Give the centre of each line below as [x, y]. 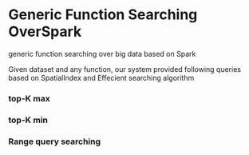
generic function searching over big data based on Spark [102, 54]
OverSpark [45, 32]
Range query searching [55, 141]
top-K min [28, 120]
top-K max [29, 98]
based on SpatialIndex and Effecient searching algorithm [101, 77]
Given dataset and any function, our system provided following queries [125, 69]
